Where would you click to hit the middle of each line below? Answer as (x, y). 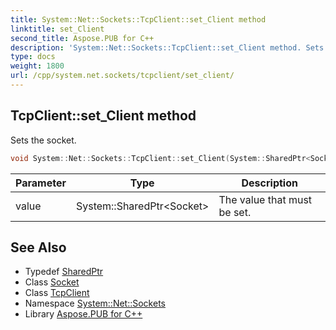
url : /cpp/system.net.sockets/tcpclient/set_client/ (122, 76)
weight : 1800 (37, 66)
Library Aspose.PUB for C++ (83, 314)
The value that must (265, 199)
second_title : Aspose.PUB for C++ (82, 38)
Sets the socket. (43, 140)
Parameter (41, 183)
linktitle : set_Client (57, 29)
